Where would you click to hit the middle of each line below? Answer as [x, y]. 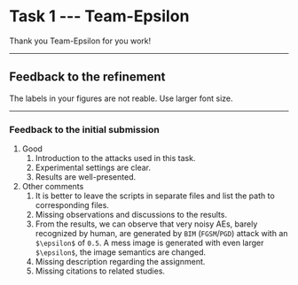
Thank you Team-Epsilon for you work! [80, 41]
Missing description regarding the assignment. [120, 262]
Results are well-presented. [85, 177]
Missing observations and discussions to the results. [131, 215]
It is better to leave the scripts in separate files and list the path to [155, 196]
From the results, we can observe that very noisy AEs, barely [146, 224]
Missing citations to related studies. [100, 271]
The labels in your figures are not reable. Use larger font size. [121, 98]
